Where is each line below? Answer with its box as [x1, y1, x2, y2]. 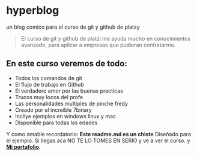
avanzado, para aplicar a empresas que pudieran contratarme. [20, 41, 176, 48]
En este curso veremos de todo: [6, 59, 127, 69]
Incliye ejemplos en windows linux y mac [14, 112, 116, 120]
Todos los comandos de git [14, 74, 82, 81]
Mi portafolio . [6, 143, 41, 150]
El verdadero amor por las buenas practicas [14, 87, 123, 94]
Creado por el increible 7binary [14, 106, 92, 114]
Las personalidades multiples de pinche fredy [14, 100, 128, 107]
